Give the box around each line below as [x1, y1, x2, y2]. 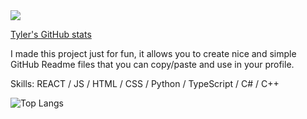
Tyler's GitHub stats [10, 29, 92, 40]
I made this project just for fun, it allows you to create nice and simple [10, 48, 297, 59]
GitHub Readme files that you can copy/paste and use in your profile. [10, 59, 295, 70]
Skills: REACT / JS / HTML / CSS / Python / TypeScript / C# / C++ [10, 78, 280, 89]
